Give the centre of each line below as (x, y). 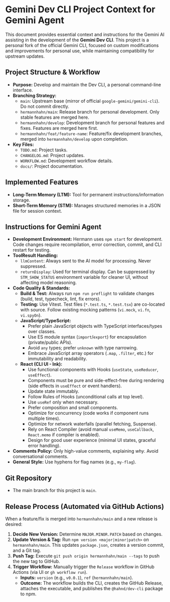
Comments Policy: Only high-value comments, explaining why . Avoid (86, 451)
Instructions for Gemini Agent (53, 227)
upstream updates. (25, 56)
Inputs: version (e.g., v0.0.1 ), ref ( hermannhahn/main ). (77, 577)
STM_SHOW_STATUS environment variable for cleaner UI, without (84, 277)
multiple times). (44, 418)
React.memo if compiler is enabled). (64, 435)
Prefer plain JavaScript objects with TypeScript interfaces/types (95, 326)
